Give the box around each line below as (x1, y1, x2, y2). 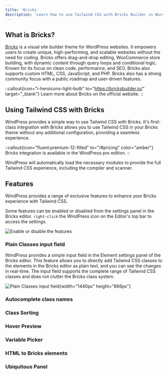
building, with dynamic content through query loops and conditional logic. (5, 60, 157, 66)
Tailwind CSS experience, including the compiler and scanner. (5, 165, 133, 171)
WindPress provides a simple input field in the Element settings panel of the (5, 252, 161, 259)
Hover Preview (5, 323, 41, 329)
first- (150, 119, 161, 125)
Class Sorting (5, 309, 39, 316)
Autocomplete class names (5, 296, 73, 303)
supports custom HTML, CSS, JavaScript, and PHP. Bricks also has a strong (5, 71, 161, 77)
